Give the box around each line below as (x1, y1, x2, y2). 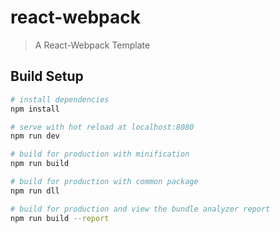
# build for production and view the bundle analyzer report (10, 204, 271, 214)
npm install (10, 104, 60, 114)
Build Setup (10, 68, 84, 85)
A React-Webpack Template (34, 39, 151, 51)
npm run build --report (10, 213, 110, 223)
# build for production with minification (10, 149, 190, 160)
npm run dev (10, 131, 60, 141)
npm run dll (10, 186, 60, 196)
